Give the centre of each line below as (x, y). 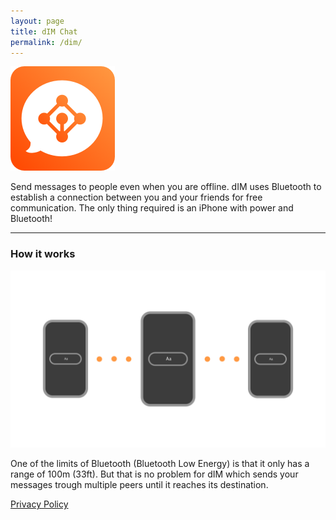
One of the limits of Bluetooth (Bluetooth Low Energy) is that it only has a (160, 464)
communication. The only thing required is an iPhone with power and (152, 208)
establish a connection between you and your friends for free (136, 197)
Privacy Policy (39, 504)
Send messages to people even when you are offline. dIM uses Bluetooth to (166, 187)
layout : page (37, 21)
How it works (43, 254)
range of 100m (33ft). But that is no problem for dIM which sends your (154, 474)
